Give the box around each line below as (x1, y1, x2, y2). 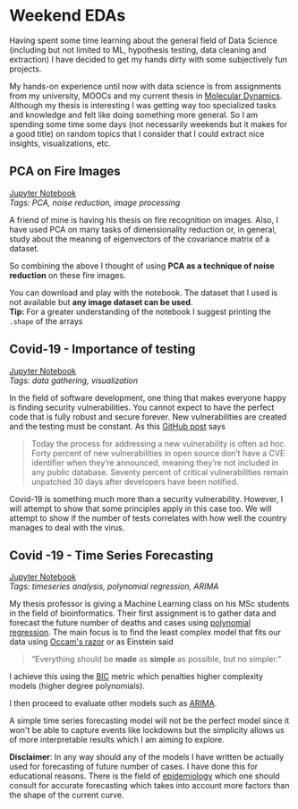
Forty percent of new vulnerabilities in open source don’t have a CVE (30, 447, 285, 458)
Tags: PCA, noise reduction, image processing (9, 197, 181, 208)
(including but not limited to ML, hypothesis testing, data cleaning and (9, 44, 267, 55)
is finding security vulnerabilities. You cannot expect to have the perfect (9, 402, 275, 413)
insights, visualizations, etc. (9, 138, 111, 149)
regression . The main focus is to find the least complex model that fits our (9, 627, 282, 638)
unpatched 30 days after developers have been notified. (30, 476, 239, 487)
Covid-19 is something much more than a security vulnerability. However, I (9, 493, 284, 504)
